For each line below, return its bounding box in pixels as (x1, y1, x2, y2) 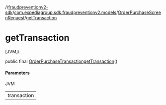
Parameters (5, 70, 30, 76)
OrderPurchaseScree (117, 9, 162, 15)
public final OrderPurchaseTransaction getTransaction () (5, 58, 118, 64)
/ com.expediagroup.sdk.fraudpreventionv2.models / (12, 9, 118, 15)
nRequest (5, 15, 25, 20)
